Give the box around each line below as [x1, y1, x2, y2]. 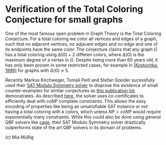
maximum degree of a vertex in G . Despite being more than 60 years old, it [5, 57, 158, 63]
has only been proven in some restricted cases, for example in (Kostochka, [5, 62, 159, 68]
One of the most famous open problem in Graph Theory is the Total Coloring [5, 30, 162, 36]
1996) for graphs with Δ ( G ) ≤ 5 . [5, 67, 70, 73]
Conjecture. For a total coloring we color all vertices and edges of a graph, [5, 36, 158, 42]
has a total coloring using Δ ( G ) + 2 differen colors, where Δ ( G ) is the [5, 51, 145, 58]
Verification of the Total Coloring [5, 3, 143, 15]
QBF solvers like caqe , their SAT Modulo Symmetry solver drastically [5, 119, 146, 125]
